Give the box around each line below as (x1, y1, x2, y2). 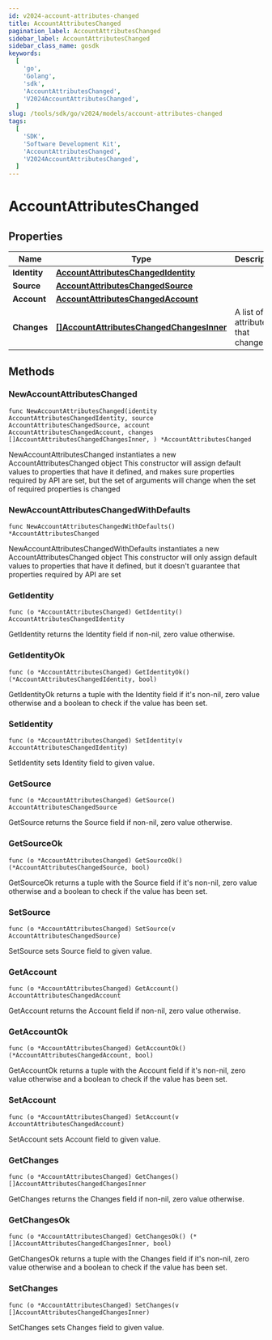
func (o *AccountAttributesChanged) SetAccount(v (8, 1112, 180, 1121)
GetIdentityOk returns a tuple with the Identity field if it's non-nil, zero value (8, 689, 261, 699)
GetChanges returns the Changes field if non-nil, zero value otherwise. (8, 1194, 244, 1204)
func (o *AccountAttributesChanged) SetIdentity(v (8, 737, 183, 745)
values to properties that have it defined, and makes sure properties (8, 466, 235, 476)
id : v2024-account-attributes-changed (8, 11, 139, 20)
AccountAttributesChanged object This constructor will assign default (8, 458, 241, 468)
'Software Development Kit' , (23, 139, 121, 148)
